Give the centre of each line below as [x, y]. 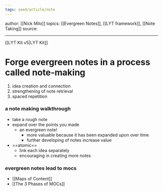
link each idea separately [44, 150]
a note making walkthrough [38, 109]
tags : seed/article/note [30, 9]
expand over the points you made [46, 124]
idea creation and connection [41, 86]
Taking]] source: [21, 28]
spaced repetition [30, 96]
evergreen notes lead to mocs [41, 168]
